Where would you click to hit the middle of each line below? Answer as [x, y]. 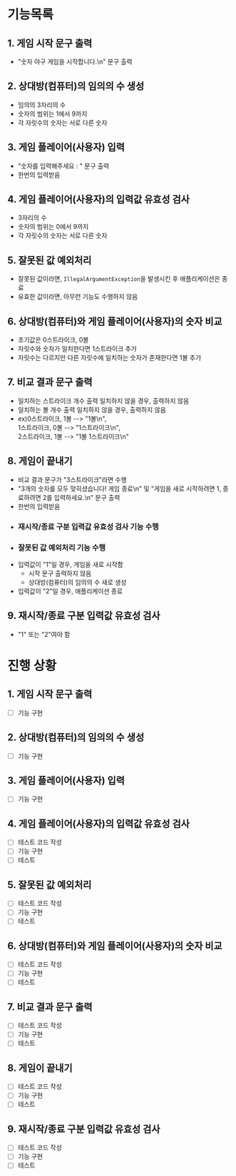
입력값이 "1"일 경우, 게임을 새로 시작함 [70, 564]
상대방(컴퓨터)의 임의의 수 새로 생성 [77, 582]
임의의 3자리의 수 [42, 105]
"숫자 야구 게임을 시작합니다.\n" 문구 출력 [75, 62]
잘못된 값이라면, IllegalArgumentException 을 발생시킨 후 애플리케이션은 [119, 279]
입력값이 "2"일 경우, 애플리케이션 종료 [70, 591]
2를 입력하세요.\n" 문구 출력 [81, 497]
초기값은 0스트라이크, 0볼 [53, 340]
